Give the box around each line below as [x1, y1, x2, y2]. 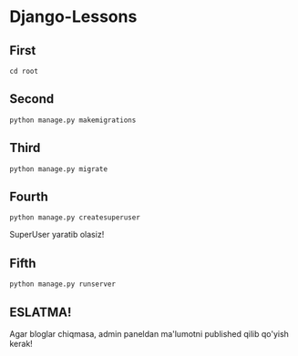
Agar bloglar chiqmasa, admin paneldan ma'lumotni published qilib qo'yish [9, 329, 290, 340]
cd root [9, 66, 39, 76]
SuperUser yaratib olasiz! [9, 229, 105, 240]
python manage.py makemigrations [9, 116, 137, 125]
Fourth [9, 189, 48, 205]
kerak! [9, 339, 34, 350]
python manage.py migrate [9, 164, 108, 174]
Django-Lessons [9, 6, 138, 27]
